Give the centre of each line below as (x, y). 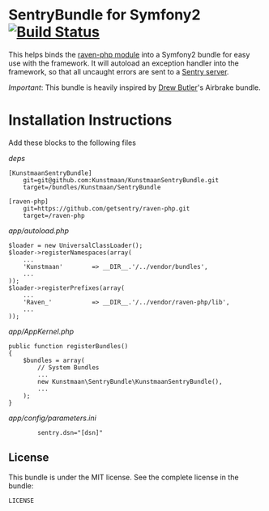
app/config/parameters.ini (53, 418)
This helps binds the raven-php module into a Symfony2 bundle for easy (129, 54)
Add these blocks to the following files (72, 143)
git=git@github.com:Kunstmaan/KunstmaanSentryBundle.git (121, 180)
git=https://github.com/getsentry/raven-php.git (107, 208)
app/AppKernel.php (41, 331)
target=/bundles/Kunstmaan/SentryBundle (92, 187)
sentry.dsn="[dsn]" (70, 432)
